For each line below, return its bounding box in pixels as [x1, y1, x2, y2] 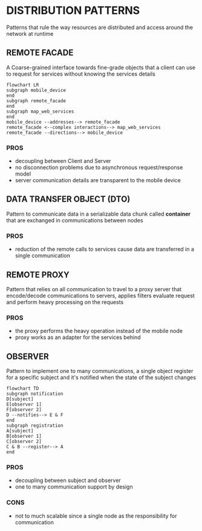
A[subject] [6, 428, 34, 434]
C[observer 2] [6, 438, 42, 445]
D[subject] [6, 396, 34, 403]
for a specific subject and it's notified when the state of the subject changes [6, 374, 197, 381]
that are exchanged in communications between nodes [6, 216, 143, 224]
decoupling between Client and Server [15, 157, 111, 165]
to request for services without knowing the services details [6, 70, 155, 78]
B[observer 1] [6, 434, 42, 440]
